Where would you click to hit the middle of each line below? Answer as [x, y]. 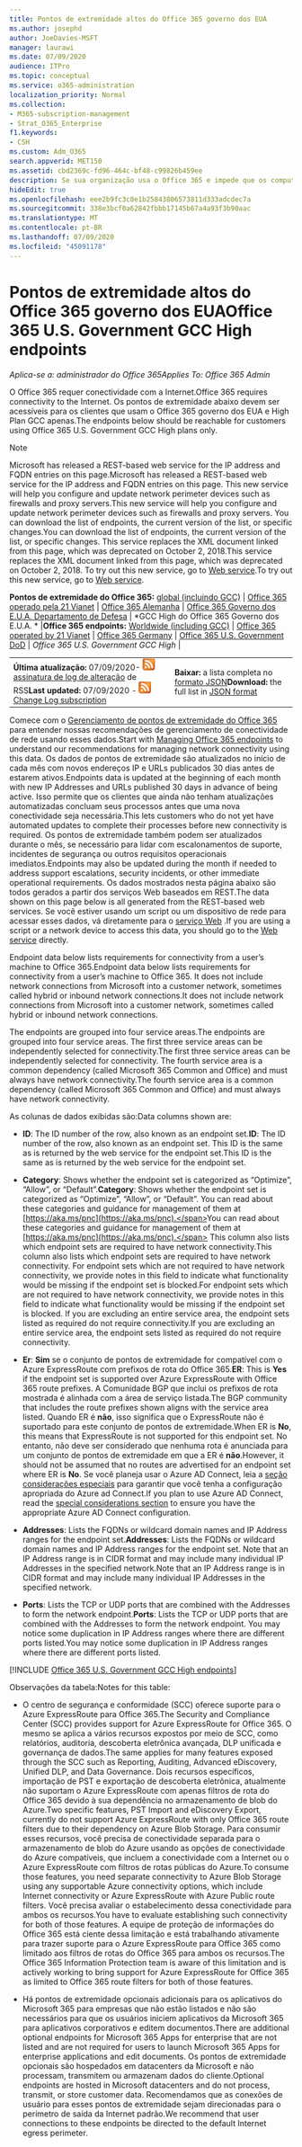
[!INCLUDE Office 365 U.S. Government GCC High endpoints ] [123, 1670]
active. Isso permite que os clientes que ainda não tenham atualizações [142, 797]
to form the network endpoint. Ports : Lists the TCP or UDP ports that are [155, 1614]
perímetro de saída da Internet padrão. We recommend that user [141, 2114]
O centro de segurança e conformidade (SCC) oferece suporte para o [151, 1705]
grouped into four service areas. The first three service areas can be [136, 1041]
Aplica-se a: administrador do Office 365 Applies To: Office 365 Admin [140, 374]
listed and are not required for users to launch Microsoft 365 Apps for [151, 2046]
